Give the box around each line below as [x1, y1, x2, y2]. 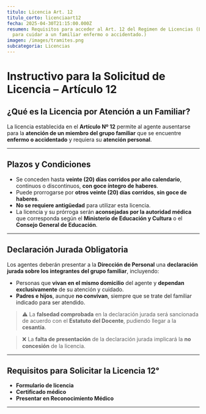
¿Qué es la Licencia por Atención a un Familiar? [7, 106, 191, 117]
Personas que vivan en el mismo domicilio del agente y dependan [15, 279, 185, 286]
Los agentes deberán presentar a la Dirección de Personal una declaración [7, 261, 198, 268]
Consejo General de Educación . [15, 221, 98, 228]
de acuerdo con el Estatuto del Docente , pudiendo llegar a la [21, 317, 177, 324]
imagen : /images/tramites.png [7, 37, 84, 43]
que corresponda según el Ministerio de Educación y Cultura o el [15, 215, 183, 222]
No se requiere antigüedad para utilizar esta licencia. [15, 201, 151, 209]
